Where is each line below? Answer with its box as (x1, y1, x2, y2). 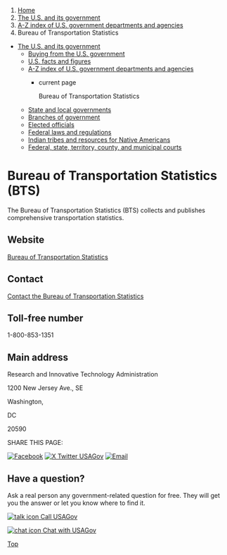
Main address (7, 351, 69, 363)
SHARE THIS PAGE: (7, 439, 63, 447)
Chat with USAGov (42, 526, 97, 535)
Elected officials (27, 121, 75, 129)
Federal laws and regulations (27, 128, 112, 136)
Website (7, 234, 44, 246)
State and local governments (27, 106, 112, 114)
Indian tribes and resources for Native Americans (27, 135, 171, 144)
